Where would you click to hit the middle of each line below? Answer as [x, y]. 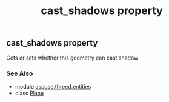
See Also [20, 73]
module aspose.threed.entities [53, 86]
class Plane [29, 93]
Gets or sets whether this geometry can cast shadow [72, 58]
